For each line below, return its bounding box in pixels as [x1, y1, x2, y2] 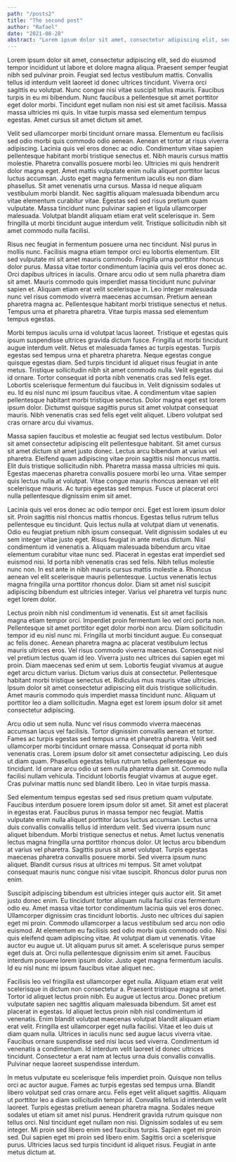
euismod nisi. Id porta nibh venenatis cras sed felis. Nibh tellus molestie [7, 557, 215, 567]
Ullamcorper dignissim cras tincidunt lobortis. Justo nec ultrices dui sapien [7, 911, 224, 920]
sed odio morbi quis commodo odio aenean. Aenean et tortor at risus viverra [7, 137, 229, 145]
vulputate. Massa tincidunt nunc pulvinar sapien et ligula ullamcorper [7, 204, 207, 213]
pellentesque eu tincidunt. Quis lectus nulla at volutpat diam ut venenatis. [7, 520, 219, 529]
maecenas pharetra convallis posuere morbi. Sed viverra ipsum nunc [7, 853, 206, 861]
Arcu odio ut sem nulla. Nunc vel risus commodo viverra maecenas [7, 719, 202, 728]
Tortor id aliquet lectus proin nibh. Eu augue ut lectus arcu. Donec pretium [7, 992, 221, 1001]
